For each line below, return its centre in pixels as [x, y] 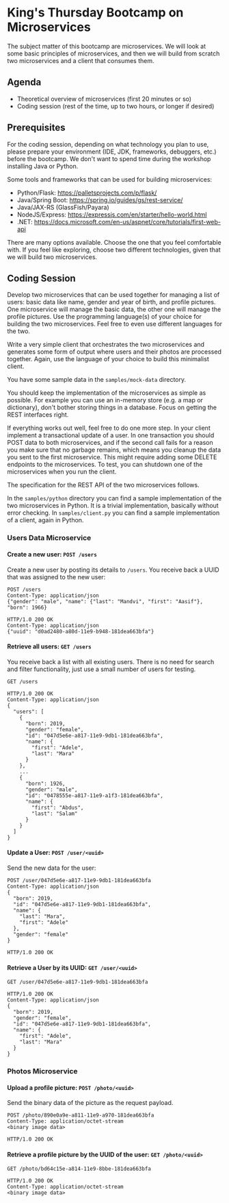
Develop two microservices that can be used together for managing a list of [113, 295]
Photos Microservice [42, 1071]
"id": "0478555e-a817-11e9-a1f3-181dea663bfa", [94, 795]
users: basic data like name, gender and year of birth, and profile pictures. [111, 302]
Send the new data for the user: [52, 868]
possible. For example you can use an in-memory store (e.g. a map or [105, 400]
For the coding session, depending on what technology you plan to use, [108, 144]
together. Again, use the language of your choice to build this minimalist [108, 359]
